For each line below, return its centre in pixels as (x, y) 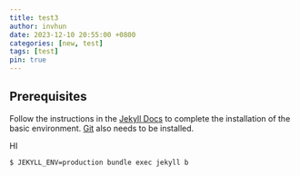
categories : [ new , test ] (56, 43)
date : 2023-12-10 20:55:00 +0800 (73, 34)
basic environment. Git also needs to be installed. (102, 128)
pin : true (28, 60)
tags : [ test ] (34, 52)
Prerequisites (48, 97)
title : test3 (34, 18)
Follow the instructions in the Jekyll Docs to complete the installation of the (150, 118)
